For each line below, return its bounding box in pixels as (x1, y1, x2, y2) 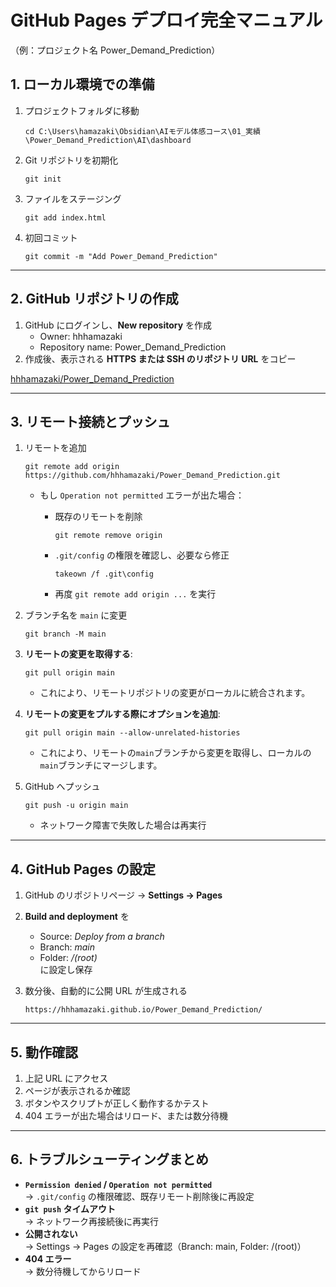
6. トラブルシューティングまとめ (10, 1151, 210, 1168)
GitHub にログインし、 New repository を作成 (24, 319, 213, 331)
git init (24, 174, 62, 184)
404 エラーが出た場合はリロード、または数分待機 (24, 1110, 229, 1121)
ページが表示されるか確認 (24, 1085, 131, 1096)
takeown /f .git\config (54, 569, 154, 580)
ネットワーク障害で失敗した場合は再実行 (39, 819, 207, 831)
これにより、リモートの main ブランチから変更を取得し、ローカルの (39, 747, 312, 759)
